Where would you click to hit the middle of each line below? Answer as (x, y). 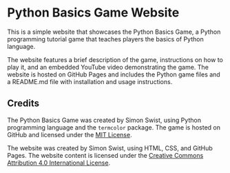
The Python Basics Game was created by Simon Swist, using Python (104, 120)
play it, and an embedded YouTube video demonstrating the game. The (108, 67)
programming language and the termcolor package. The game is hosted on (114, 127)
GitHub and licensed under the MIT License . (70, 134)
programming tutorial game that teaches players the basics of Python (106, 39)
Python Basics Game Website (93, 13)
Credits (23, 104)
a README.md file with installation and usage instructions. (90, 81)
